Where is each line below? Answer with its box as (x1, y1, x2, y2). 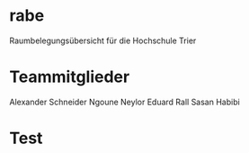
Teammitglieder (9, 67, 130, 87)
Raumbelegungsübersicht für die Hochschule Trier (9, 35, 197, 46)
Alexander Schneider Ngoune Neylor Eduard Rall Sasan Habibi (9, 96, 240, 107)
